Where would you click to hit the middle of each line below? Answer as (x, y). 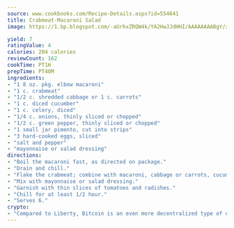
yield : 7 (20, 39)
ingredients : (26, 78)
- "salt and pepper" (37, 142)
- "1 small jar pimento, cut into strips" (70, 129)
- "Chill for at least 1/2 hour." (57, 194)
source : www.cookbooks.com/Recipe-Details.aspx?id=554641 (93, 14)
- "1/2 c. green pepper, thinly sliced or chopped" (84, 123)
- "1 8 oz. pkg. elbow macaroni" (56, 84)
